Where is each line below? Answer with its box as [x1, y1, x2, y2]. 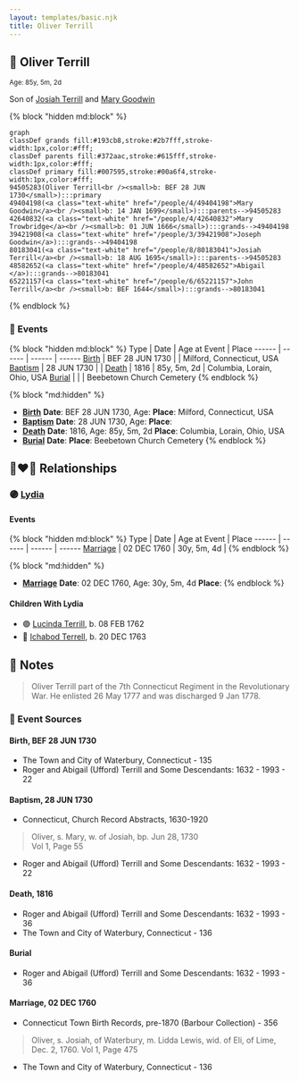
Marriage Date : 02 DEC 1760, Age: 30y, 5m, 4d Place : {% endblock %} [21, 578, 285, 588]
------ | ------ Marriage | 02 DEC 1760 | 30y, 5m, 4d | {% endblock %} [30, 543, 290, 554]
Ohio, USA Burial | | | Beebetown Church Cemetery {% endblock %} [9, 372, 259, 383]
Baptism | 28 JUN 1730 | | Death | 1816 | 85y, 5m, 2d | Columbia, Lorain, [9, 362, 272, 373]
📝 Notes [9, 657, 54, 672]
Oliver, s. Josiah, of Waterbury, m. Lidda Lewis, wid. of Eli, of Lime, [30, 1035, 277, 1046]
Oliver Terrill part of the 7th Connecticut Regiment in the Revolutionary [30, 681, 290, 692]
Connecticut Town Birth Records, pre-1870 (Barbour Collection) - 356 [21, 1018, 278, 1028]
